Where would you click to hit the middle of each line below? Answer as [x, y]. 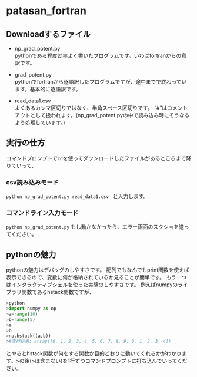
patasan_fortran [46, 11]
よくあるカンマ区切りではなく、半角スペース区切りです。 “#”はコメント [101, 108]
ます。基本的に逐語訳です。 [48, 89]
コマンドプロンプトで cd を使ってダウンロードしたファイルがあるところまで [96, 158]
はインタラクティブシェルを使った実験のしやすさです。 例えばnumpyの [92, 285]
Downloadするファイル [48, 34]
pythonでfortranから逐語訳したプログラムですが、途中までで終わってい [101, 82]
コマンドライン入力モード [42, 213]
